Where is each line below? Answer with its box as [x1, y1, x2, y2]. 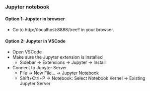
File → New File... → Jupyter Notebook [19, 70, 99, 76]
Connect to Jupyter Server [12, 65, 67, 71]
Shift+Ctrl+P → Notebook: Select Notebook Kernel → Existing [19, 75, 146, 81]
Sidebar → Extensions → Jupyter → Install [19, 59, 106, 65]
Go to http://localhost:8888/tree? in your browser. [12, 27, 114, 33]
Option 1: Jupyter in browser [5, 16, 65, 22]
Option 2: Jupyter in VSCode [5, 38, 66, 44]
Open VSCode [12, 49, 42, 55]
